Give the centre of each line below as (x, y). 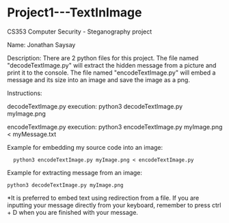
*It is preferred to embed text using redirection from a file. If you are (103, 198)
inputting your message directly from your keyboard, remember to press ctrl (114, 205)
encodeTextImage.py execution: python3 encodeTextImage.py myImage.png (115, 127)
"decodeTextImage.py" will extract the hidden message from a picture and (112, 65)
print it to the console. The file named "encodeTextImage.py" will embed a (111, 73)
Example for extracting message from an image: (75, 172)
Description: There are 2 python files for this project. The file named (103, 58)
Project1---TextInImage (75, 13)
